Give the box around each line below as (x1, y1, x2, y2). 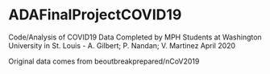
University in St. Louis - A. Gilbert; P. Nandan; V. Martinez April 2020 (8, 40, 236, 50)
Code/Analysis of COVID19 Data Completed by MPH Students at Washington (8, 32, 262, 42)
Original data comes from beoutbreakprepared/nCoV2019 (8, 56, 200, 66)
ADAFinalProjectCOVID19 (8, 6, 182, 24)
